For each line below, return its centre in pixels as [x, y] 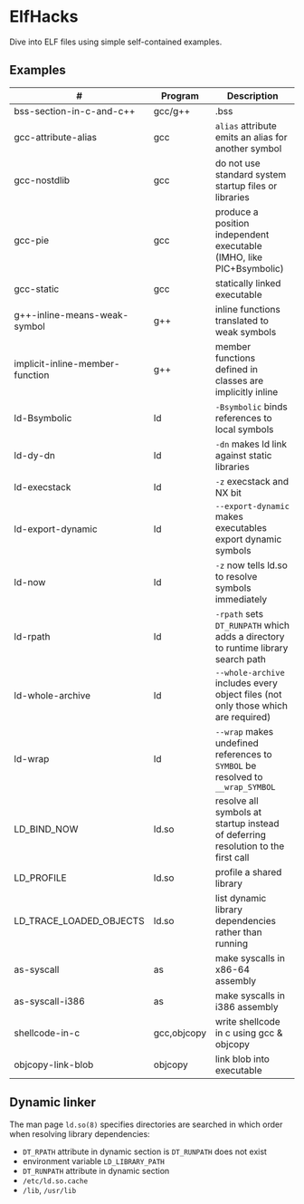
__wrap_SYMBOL [245, 787]
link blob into [242, 1059]
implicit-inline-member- [67, 363]
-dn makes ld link [251, 444]
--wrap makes [244, 731]
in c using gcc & [249, 1033]
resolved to [239, 776]
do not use [237, 163]
